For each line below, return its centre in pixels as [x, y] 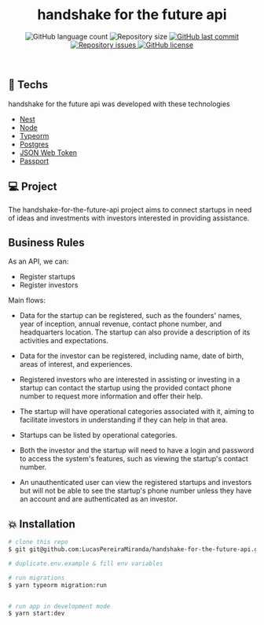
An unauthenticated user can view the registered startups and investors [136, 483]
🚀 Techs [28, 85]
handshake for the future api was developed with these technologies [119, 104]
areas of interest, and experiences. [76, 364]
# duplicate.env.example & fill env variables [86, 564]
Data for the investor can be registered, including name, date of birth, [132, 356]
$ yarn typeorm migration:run [58, 585]
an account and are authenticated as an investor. [99, 499]
